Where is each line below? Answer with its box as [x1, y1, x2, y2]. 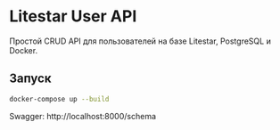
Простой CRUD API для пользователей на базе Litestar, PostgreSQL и [9, 36, 272, 46]
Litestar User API [9, 6, 137, 27]
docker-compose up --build [9, 94, 110, 103]
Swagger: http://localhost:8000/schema [9, 110, 157, 121]
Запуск [9, 71, 52, 86]
